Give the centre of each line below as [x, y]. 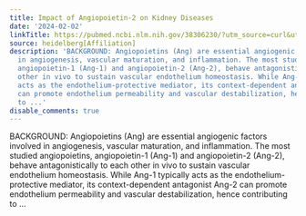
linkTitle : [30, 34]
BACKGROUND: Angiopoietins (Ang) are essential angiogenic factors [138, 136]
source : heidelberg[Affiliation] [73, 43]
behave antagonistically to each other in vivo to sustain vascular [130, 165]
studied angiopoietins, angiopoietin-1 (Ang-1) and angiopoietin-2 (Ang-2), [147, 156]
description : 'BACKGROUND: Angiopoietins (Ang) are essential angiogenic [153, 52]
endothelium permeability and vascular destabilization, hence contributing [149, 194]
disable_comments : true [55, 111]
